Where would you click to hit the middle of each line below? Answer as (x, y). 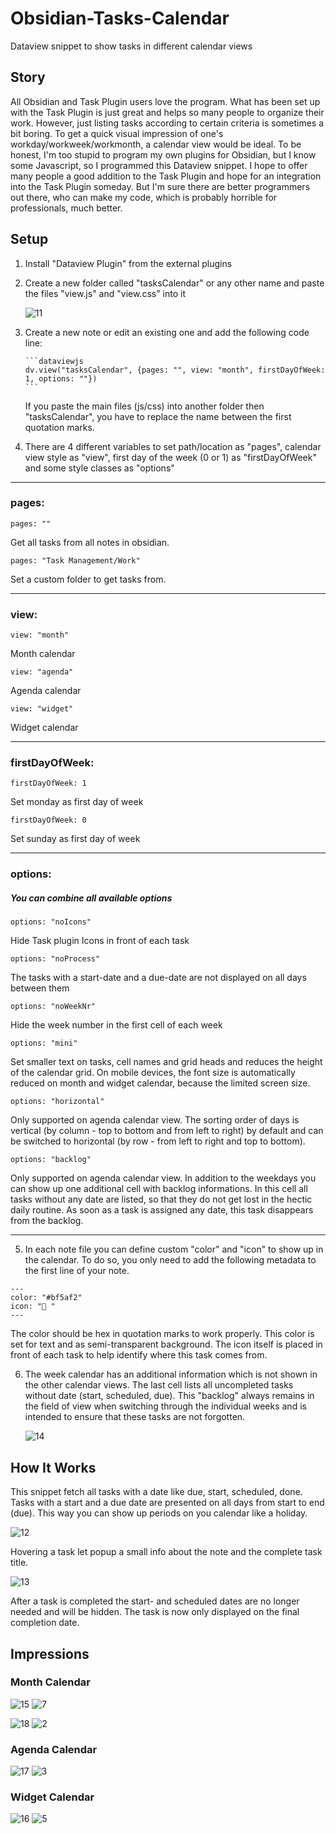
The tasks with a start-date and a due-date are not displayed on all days (158, 978)
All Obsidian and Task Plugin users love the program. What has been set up (165, 101)
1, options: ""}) (61, 378)
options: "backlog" (51, 1160)
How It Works (53, 1467)
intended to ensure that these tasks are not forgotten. (135, 1417)
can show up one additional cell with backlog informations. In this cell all (159, 1189)
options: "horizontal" (57, 1102)
